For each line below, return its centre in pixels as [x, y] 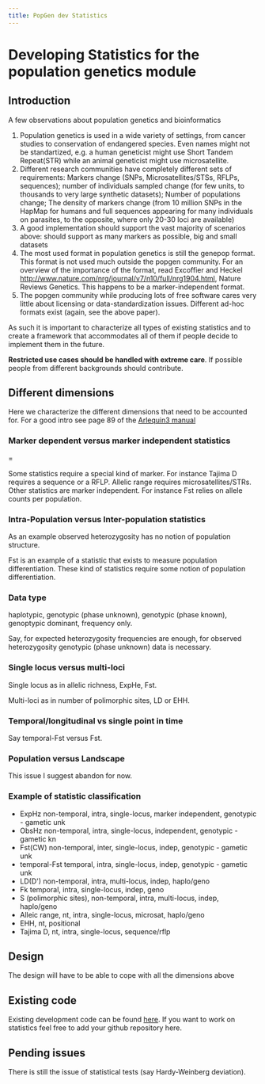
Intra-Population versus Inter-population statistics [107, 519]
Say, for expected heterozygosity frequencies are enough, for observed [125, 639]
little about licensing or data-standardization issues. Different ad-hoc [132, 303]
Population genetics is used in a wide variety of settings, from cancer [132, 135]
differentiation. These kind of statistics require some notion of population [127, 569]
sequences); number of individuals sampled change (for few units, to [132, 185]
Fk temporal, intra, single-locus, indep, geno [92, 889]
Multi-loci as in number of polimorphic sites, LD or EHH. [99, 700]
